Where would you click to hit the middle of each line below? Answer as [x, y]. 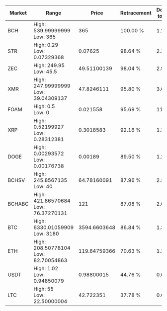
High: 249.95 [49, 65]
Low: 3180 [46, 234]
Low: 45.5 [45, 72]
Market [18, 13]
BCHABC [18, 204]
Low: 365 [45, 37]
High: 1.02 [46, 269]
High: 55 [43, 289]
